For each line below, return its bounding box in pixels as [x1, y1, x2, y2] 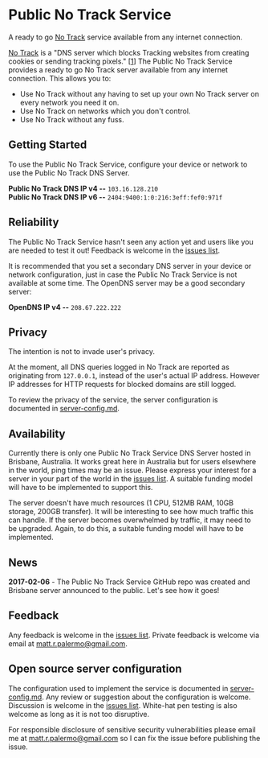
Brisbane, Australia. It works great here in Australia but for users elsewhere [8, 457, 257, 467]
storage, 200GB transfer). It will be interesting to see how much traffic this [8, 507, 254, 517]
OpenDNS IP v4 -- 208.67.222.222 [8, 302, 122, 311]
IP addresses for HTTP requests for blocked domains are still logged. [8, 380, 237, 389]
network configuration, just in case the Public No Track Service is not [8, 270, 238, 279]
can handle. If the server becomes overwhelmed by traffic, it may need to [8, 515, 251, 525]
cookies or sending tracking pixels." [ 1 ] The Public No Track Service [8, 56, 233, 66]
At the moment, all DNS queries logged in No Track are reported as [8, 362, 230, 372]
